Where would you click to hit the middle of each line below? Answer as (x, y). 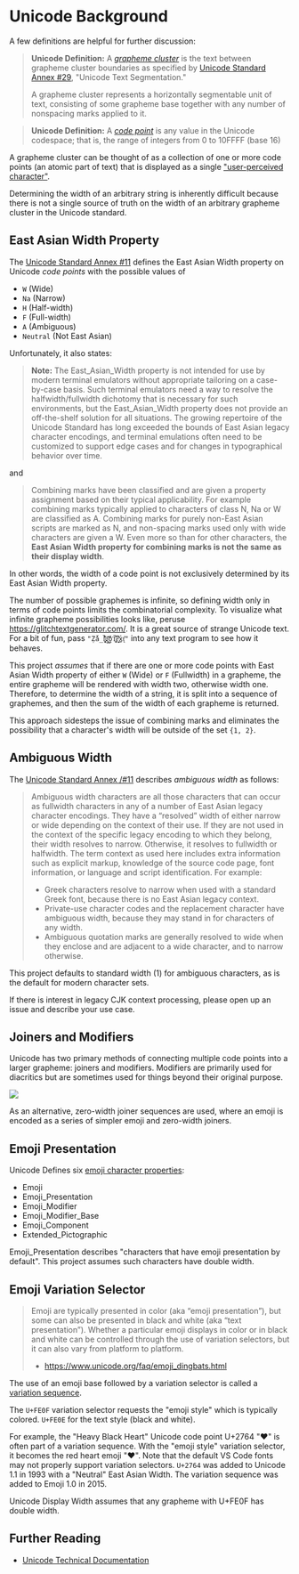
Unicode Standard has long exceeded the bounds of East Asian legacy (160, 427)
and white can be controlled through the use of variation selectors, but (160, 1339)
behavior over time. (66, 455)
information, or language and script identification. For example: (146, 872)
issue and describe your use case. (72, 1009)
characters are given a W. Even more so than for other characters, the (159, 537)
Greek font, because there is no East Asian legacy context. (152, 899)
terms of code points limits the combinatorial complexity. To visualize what (146, 609)
